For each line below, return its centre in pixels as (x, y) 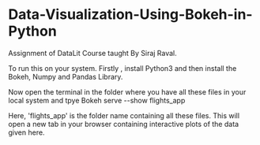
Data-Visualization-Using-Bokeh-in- (130, 15)
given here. (26, 132)
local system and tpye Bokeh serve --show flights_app (97, 100)
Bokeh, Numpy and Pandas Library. (66, 76)
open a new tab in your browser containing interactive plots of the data (124, 124)
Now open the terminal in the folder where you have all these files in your (127, 91)
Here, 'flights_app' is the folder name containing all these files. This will (124, 115)
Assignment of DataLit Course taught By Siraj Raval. (93, 53)
